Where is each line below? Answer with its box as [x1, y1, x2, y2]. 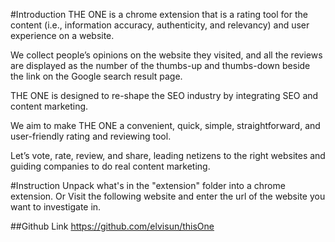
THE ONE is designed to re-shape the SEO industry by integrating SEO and [10, 90, 319, 101]
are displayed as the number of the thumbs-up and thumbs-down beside [10, 60, 311, 71]
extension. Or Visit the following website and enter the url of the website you [10, 190, 326, 202]
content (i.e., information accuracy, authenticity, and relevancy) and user [10, 19, 310, 31]
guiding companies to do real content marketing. [10, 160, 211, 172]
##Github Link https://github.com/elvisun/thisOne [10, 220, 215, 232]
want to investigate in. [10, 201, 102, 213]
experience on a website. [10, 30, 115, 41]
